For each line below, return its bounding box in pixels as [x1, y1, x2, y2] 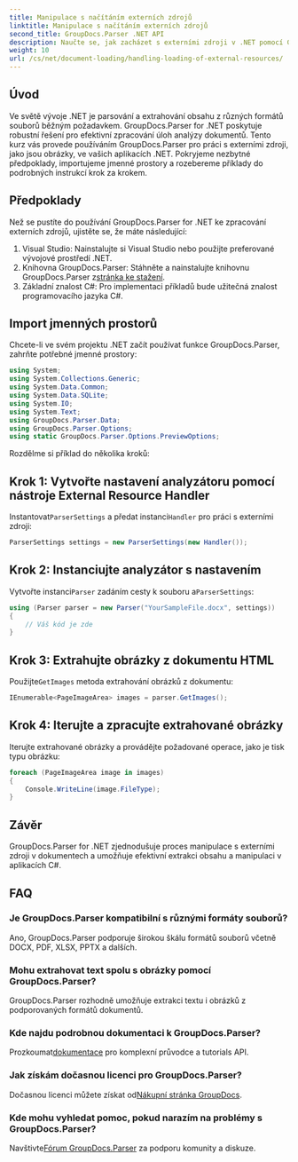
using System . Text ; [9, 407, 82, 416]
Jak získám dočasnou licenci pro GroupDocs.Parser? [9, 1069, 242, 1081]
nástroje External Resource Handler [9, 487, 210, 502]
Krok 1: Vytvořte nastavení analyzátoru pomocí [9, 474, 275, 489]
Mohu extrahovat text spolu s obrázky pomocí [9, 964, 211, 976]
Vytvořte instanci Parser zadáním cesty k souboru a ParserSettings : [9, 586, 255, 597]
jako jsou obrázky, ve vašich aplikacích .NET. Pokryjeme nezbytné [9, 148, 251, 159]
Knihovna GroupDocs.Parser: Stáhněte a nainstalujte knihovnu [21, 262, 250, 273]
